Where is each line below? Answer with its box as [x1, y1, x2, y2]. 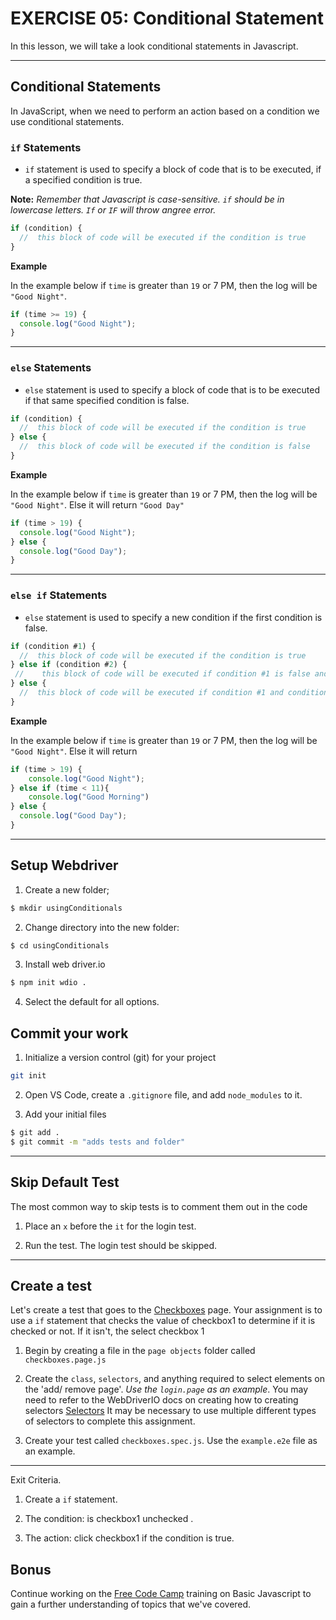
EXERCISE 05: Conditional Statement [10, 7, 324, 30]
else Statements [10, 361, 92, 375]
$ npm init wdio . [10, 978, 87, 988]
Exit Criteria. [10, 1474, 62, 1486]
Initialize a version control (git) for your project [24, 1052, 217, 1064]
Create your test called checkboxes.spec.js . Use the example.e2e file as [24, 1435, 318, 1447]
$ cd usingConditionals [10, 940, 110, 951]
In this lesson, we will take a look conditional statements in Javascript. [10, 40, 299, 52]
